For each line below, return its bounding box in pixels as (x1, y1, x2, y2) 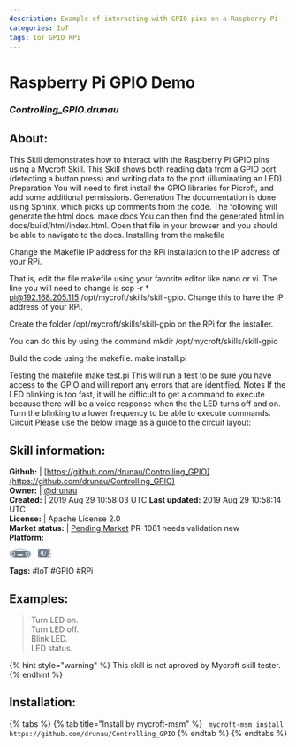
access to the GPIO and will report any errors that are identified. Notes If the (9, 380, 286, 390)
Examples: (9, 591, 69, 606)
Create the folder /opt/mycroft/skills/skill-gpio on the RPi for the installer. (9, 319, 274, 329)
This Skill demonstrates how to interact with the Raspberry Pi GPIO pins (9, 155, 269, 166)
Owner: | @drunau (9, 485, 78, 496)
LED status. (30, 643, 73, 653)
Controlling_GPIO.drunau (9, 104, 119, 116)
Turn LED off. (30, 624, 80, 635)
